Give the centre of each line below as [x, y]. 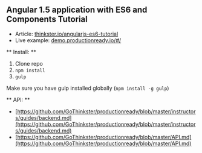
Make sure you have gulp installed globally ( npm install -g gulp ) [88, 88]
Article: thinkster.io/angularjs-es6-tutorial [67, 34]
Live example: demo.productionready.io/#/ [68, 40]
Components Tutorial [47, 20]
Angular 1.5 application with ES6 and [77, 10]
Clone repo [29, 63]
